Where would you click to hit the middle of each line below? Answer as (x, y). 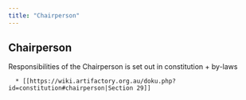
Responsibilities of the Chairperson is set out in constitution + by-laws (123, 67)
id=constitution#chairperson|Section (71, 88)
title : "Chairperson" (44, 15)
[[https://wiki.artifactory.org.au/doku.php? (100, 81)
